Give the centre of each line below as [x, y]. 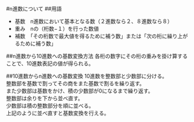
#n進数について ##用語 [34, 9]
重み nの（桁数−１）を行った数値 [57, 29]
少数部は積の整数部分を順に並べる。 [50, 106]
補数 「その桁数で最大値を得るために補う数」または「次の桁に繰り [96, 36]
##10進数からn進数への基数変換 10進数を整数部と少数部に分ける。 [87, 76]
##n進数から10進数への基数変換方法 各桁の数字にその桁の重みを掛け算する [97, 56]
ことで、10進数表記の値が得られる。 [50, 63]
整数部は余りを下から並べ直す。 [45, 98]
